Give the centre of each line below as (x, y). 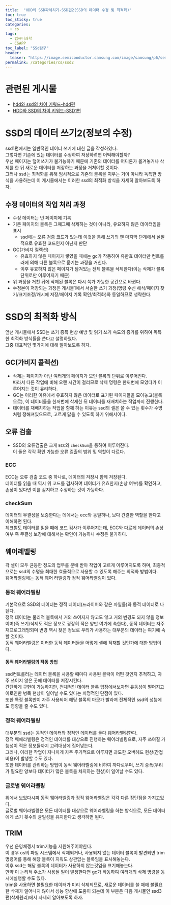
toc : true (16, 15)
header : (13, 53)
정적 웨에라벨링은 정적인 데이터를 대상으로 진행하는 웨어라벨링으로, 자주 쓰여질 (83, 739)
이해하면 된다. (19, 522)
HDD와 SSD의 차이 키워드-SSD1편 (47, 111)
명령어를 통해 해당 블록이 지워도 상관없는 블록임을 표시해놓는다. (68, 859)
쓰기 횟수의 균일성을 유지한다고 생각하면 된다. (60, 817)
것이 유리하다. (44, 389)
